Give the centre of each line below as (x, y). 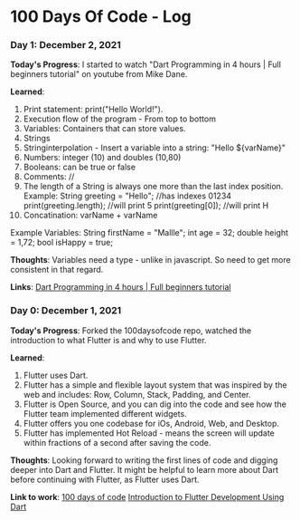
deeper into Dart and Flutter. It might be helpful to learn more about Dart (145, 469)
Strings (37, 139)
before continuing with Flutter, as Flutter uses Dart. (105, 479)
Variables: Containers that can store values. (104, 129)
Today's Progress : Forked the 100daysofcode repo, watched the (131, 330)
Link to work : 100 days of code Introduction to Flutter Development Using (147, 496)
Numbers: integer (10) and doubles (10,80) (102, 158)
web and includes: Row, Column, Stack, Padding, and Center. (137, 394)
